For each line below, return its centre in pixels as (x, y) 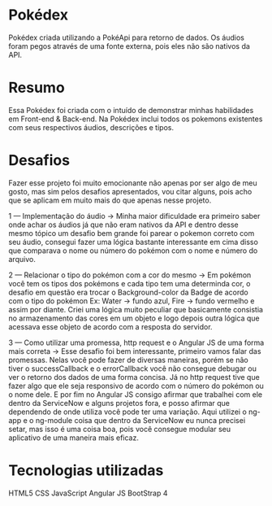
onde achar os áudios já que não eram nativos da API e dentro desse (124, 225)
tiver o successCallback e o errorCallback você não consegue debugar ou (133, 369)
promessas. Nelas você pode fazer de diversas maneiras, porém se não (129, 360)
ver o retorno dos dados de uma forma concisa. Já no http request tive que (134, 377)
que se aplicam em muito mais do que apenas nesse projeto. (110, 200)
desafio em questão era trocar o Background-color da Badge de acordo (129, 292)
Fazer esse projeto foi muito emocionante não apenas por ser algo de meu (133, 183)
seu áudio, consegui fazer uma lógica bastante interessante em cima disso (133, 242)
